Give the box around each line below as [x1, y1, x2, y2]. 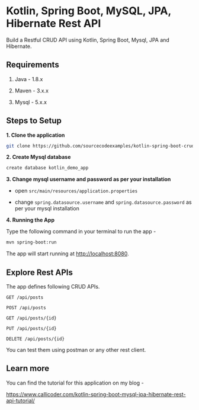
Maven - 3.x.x [14, 87, 49, 94]
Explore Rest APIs [6, 267, 73, 277]
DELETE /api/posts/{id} [6, 336, 65, 342]
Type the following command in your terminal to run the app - [6, 228, 156, 235]
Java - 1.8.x [14, 75, 43, 82]
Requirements [6, 60, 59, 70]
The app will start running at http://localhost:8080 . [6, 250, 129, 257]
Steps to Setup [6, 116, 62, 126]
